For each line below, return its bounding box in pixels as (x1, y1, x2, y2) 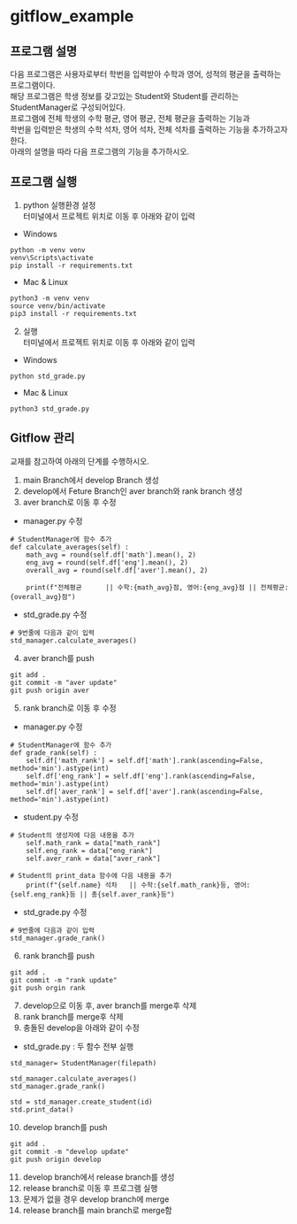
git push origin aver (10, 686, 90, 695)
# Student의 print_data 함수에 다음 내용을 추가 (10, 871, 172, 880)
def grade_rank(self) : (10, 748, 98, 758)
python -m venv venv (10, 245, 87, 254)
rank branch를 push (22, 950, 95, 961)
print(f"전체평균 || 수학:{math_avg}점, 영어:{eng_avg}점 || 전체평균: (26, 582, 289, 592)
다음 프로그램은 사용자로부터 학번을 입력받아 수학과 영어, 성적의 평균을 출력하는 (10, 69, 282, 79)
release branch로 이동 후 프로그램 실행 (22, 1182, 158, 1193)
